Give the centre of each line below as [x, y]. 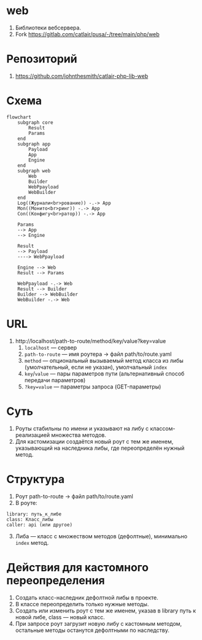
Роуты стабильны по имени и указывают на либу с [82, 428]
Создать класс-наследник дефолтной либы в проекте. [87, 597]
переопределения [56, 580]
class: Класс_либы [30, 519]
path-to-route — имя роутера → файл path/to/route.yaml [98, 354]
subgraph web [34, 171]
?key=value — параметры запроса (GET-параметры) [93, 387]
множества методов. [79, 435]
